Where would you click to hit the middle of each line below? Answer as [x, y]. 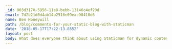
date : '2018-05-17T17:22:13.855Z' [42, 29]
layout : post [19, 34]
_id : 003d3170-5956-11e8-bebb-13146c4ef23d [52, 10]
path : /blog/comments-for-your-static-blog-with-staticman [70, 24]
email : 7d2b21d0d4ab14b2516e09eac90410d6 [50, 15]
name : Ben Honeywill [27, 19]
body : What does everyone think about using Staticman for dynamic [79, 39]
